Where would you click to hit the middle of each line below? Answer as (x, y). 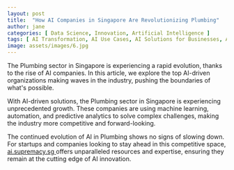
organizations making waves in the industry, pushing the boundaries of (109, 80)
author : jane (26, 26)
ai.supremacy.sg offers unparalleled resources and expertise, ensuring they (116, 151)
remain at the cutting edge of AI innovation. (69, 159)
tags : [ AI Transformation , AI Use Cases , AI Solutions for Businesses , (115, 40)
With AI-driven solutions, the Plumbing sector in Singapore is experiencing (114, 101)
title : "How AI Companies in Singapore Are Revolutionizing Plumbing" (113, 20)
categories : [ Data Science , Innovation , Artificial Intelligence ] (109, 33)
